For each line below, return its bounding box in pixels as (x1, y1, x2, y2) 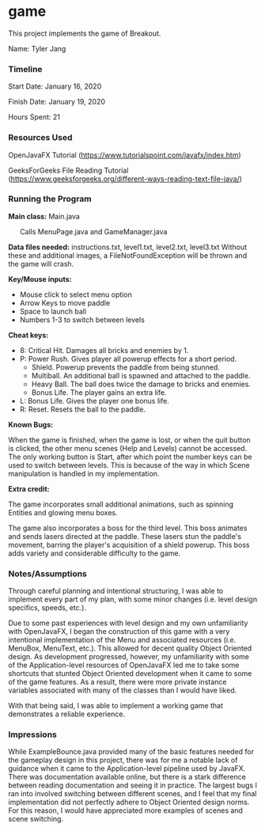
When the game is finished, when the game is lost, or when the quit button (8, 434, 251, 445)
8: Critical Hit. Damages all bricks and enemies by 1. (19, 345, 189, 355)
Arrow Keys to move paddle (19, 298, 111, 307)
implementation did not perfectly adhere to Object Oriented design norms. (8, 798, 250, 807)
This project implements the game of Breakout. (8, 28, 161, 38)
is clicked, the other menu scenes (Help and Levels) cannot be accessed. (8, 443, 248, 453)
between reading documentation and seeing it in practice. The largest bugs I (8, 780, 257, 790)
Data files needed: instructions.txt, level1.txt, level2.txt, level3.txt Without (8, 242, 248, 252)
